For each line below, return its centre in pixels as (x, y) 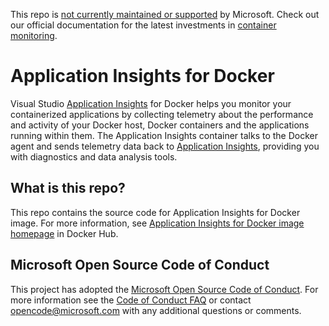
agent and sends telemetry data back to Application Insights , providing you (165, 146)
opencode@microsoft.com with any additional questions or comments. (156, 310)
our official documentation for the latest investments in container (143, 25)
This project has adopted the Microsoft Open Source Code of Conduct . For (164, 289)
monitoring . (34, 35)
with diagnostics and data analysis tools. (94, 156)
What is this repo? (68, 188)
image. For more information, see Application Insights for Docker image (157, 223)
